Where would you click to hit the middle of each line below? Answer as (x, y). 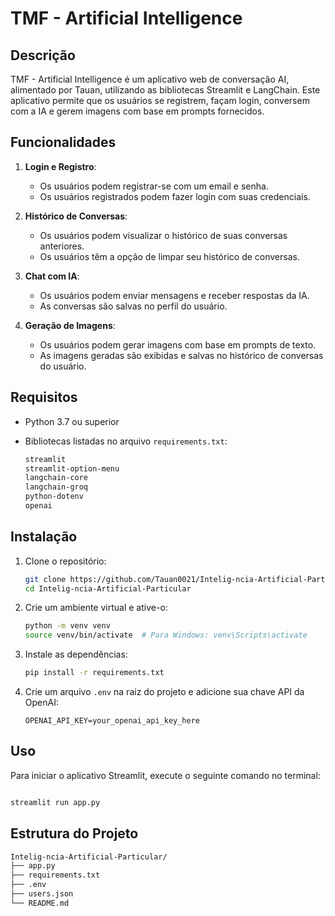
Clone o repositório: (65, 561)
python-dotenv (54, 497)
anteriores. (62, 246)
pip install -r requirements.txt (94, 673)
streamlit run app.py (55, 802)
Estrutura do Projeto (74, 833)
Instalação (44, 537)
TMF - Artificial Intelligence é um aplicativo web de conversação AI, (150, 79)
